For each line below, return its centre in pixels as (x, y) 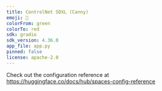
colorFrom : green (28, 23)
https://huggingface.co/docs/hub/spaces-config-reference (81, 81)
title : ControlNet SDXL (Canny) (47, 12)
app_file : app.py (28, 46)
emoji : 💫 (17, 18)
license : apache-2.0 (33, 57)
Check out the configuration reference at (58, 75)
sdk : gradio (21, 35)
